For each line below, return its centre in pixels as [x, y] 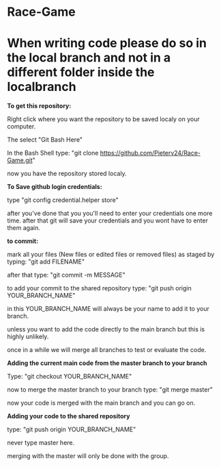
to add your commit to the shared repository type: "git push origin [100, 288]
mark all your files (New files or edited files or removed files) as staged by [111, 255]
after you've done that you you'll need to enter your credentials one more [110, 214]
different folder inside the [81, 72]
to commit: [23, 241]
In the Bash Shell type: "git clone [53, 153]
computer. [21, 127]
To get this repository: [39, 106]
